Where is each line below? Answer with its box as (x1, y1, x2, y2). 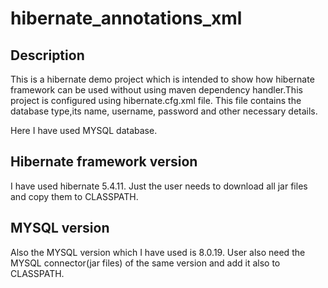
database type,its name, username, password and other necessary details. (10, 105, 318, 117)
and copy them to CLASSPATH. (10, 190, 139, 202)
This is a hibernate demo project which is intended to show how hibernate (10, 73, 315, 85)
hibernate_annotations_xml (10, 7, 243, 30)
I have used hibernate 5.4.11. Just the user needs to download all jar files (10, 180, 308, 192)
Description (10, 47, 85, 64)
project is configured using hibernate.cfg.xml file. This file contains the (10, 95, 302, 106)
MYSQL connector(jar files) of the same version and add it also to (10, 257, 281, 269)
